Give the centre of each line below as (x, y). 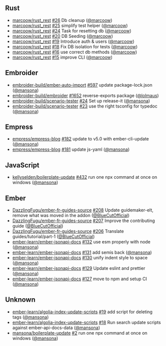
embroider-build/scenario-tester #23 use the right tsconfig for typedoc (85, 106)
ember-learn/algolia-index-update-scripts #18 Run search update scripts (86, 322)
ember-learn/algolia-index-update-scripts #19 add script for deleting (82, 312)
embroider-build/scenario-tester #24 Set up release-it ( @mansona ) (81, 101)
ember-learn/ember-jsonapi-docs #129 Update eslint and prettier (79, 268)
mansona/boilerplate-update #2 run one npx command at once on (80, 333)
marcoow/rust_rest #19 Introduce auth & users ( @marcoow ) (73, 41)
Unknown (20, 300)
